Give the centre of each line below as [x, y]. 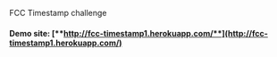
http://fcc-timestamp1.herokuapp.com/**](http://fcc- [166, 33]
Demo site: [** [37, 33]
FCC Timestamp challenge [58, 13]
